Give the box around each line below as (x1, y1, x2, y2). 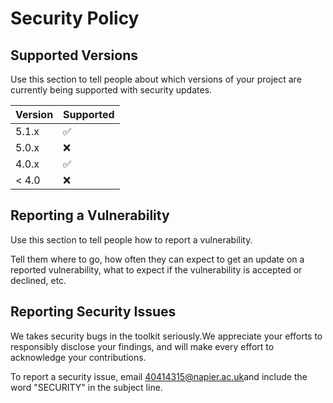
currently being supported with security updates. (10, 84, 213, 96)
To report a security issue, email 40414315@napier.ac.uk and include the (10, 370, 308, 382)
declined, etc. (10, 274, 67, 286)
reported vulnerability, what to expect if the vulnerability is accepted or (10, 263, 303, 276)
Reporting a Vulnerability (10, 207, 170, 224)
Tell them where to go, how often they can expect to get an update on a (10, 253, 305, 265)
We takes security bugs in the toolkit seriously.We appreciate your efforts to (10, 330, 323, 342)
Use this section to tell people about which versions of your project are (10, 73, 302, 85)
